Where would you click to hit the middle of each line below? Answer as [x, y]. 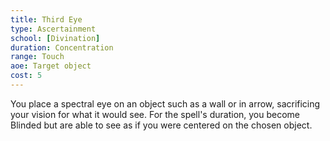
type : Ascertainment [53, 29]
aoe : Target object [51, 66]
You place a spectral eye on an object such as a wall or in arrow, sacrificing [165, 103]
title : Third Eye [46, 19]
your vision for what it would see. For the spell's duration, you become [155, 114]
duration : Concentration [62, 47]
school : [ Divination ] [55, 38]
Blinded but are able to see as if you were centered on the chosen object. [161, 125]
